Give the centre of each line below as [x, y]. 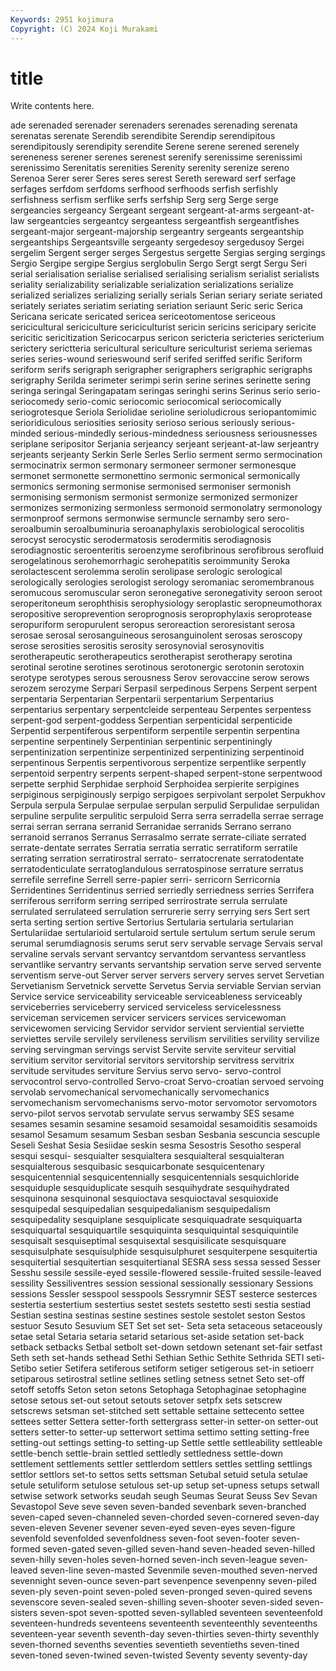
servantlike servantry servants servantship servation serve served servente [166, 965]
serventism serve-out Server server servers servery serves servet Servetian [167, 975]
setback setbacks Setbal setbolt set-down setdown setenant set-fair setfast [166, 1347]
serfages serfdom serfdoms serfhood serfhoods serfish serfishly [144, 189]
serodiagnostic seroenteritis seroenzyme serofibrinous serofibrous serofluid [167, 550]
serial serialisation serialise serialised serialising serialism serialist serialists [165, 274]
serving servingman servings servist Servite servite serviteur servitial [153, 1050]
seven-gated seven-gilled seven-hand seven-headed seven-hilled [179, 1549]
